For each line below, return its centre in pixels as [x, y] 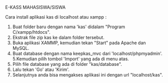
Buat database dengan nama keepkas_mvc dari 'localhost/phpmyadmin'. [88, 53]
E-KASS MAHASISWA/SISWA [36, 7]
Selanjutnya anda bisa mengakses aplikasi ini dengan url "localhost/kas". [88, 75]
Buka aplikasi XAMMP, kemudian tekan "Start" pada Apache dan [79, 43]
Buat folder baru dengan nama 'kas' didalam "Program [69, 27]
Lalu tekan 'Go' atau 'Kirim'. [41, 69]
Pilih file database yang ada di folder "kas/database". [67, 64]
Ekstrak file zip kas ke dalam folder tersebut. [58, 37]
